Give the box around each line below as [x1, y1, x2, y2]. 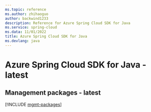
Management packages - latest [5, 89, 101, 97]
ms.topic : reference [5, 7, 47, 12]
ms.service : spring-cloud [5, 25, 57, 30]
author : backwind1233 [5, 16, 49, 21]
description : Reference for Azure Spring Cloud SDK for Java [5, 20, 131, 26]
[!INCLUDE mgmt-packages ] [5, 101, 62, 107]
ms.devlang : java [5, 39, 40, 43]
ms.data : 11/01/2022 [5, 29, 47, 34]
